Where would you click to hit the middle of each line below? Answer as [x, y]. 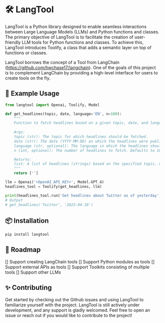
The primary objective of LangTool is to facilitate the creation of [69, 37]
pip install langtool [27, 235]
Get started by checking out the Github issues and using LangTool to [74, 299]
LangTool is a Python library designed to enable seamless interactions [76, 26]
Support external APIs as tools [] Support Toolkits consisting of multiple [77, 267]
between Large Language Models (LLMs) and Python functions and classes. [82, 32]
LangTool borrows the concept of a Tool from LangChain [62, 62]
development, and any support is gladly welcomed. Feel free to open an [78, 310]
